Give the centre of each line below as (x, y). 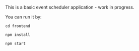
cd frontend (18, 26)
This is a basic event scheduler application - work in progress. (70, 7)
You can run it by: (23, 17)
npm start (16, 43)
